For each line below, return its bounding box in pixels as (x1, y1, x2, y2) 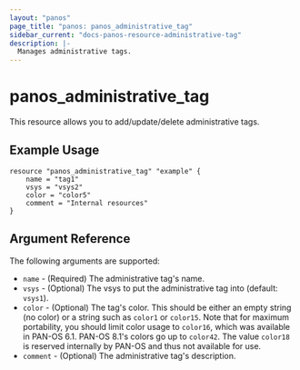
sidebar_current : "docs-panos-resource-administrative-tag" (9, 30, 243, 39)
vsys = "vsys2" (25, 183, 84, 192)
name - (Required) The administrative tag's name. (22, 273, 205, 284)
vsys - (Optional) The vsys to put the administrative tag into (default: (22, 283, 279, 294)
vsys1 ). (22, 292, 49, 303)
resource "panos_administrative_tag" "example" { (9, 166, 202, 175)
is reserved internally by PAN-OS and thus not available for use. (22, 340, 262, 351)
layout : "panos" (9, 13, 71, 23)
